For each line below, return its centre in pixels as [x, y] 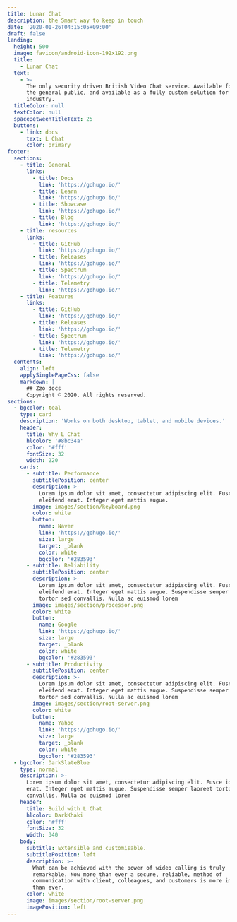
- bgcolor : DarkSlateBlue [52, 763]
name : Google [58, 625]
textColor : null [37, 112]
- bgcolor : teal [37, 408]
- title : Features [47, 296]
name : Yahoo [56, 723]
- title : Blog [53, 218]
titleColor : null [39, 106]
